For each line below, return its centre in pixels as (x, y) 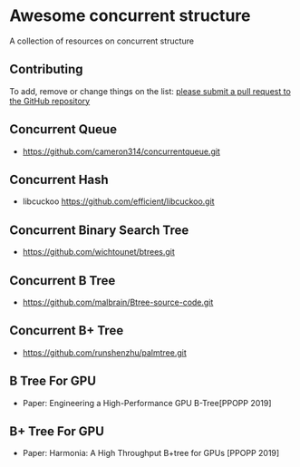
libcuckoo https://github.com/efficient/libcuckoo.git (118, 201)
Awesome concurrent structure (130, 16)
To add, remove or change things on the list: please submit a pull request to (150, 91)
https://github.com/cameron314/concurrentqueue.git (121, 151)
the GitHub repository (50, 101)
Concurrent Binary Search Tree (99, 230)
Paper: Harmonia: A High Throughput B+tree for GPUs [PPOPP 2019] (151, 453)
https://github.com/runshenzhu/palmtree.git (105, 352)
